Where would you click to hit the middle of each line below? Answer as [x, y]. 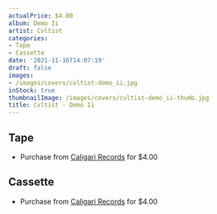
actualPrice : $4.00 [41, 16]
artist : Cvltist [35, 30]
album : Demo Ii [34, 23]
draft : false [30, 68]
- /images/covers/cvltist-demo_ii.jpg [73, 83]
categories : [28, 38]
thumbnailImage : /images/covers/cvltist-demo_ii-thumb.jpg [109, 98]
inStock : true [32, 90]
